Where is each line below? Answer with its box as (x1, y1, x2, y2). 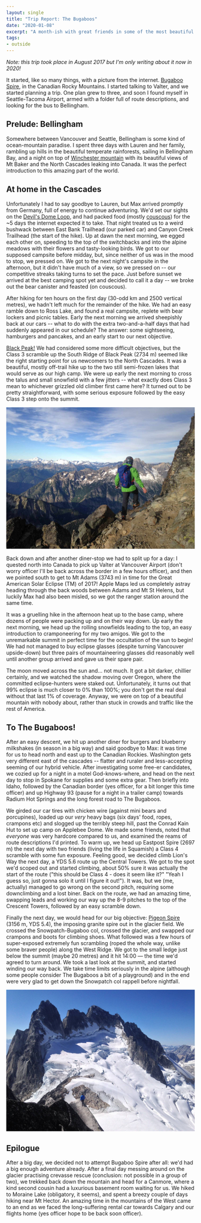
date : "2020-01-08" (6, 22, 55, 28)
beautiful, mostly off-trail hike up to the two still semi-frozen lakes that (6, 363, 179, 371)
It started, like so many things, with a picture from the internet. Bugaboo (6, 77, 184, 83)
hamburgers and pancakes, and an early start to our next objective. (6, 332, 172, 340)
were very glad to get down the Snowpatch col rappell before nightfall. (6, 978, 180, 985)
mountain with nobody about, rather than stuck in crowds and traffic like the (6, 698, 193, 706)
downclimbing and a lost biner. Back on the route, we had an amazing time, (6, 890, 191, 897)
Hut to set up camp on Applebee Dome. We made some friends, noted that (6, 827, 190, 834)
